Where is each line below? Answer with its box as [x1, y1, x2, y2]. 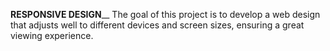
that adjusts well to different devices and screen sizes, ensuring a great [10, 19, 305, 31]
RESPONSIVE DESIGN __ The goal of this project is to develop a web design [10, 9, 321, 20]
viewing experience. [10, 30, 94, 41]
